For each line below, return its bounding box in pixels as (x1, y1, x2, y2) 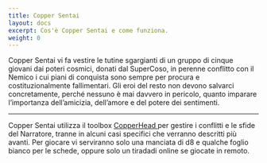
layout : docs (8, 19, 52, 27)
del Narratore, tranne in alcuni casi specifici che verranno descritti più (8, 129, 237, 139)
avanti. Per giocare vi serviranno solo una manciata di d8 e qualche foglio (8, 138, 249, 147)
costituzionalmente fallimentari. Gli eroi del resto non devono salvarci (8, 81, 234, 91)
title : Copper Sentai (8, 11, 80, 20)
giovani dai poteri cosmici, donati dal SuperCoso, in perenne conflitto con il (8, 64, 254, 74)
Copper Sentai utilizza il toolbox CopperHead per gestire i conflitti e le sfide (8, 121, 256, 130)
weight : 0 (8, 33, 41, 42)
